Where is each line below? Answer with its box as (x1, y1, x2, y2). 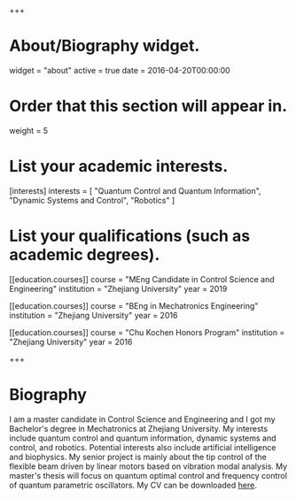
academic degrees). (9, 245, 160, 265)
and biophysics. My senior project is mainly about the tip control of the (9, 451, 268, 462)
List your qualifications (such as (9, 226, 251, 246)
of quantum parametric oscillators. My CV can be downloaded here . (9, 480, 257, 490)
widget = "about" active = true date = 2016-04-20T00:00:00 (9, 65, 230, 75)
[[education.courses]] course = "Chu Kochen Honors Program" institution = (9, 326, 285, 337)
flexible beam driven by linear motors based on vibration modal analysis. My (9, 461, 288, 472)
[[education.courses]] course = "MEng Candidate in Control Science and (9, 273, 275, 284)
